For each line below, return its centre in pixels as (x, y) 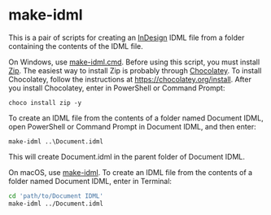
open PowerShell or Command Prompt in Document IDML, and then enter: (132, 126)
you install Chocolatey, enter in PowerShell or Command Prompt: (117, 88)
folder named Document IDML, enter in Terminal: (90, 181)
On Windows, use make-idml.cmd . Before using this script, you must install (134, 62)
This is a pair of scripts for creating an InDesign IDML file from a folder (127, 37)
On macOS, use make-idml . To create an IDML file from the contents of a (131, 172)
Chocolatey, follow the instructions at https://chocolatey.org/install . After (130, 79)
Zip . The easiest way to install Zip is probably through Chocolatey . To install (135, 70)
